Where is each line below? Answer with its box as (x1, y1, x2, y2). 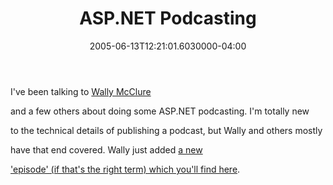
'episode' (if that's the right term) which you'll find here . (10, 163, 241, 175)
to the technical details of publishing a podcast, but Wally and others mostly (10, 124, 323, 136)
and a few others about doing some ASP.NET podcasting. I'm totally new (10, 105, 310, 117)
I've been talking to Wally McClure (10, 85, 152, 97)
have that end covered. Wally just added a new (10, 143, 203, 156)
